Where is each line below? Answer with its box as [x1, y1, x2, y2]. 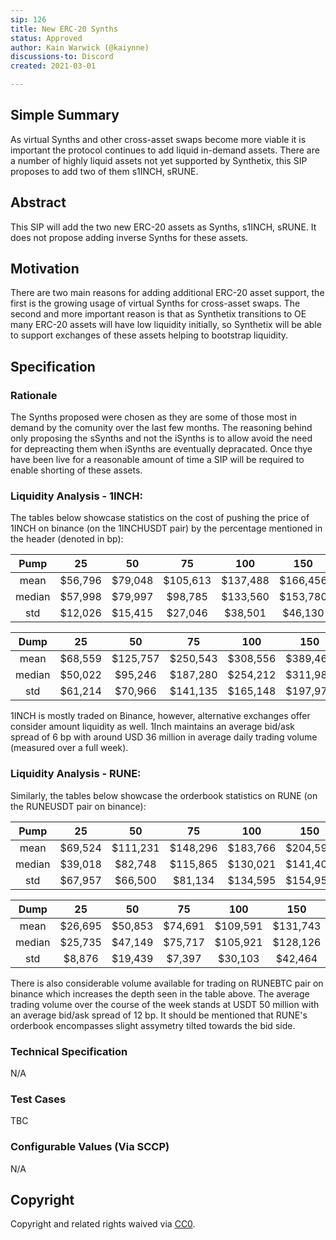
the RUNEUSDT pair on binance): [10, 800, 147, 812]
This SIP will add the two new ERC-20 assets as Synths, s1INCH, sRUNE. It [10, 221, 317, 233]
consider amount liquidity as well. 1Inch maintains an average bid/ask [10, 721, 295, 733]
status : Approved [10, 33, 83, 43]
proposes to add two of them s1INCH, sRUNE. [10, 165, 199, 177]
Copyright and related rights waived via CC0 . [10, 1218, 196, 1230]
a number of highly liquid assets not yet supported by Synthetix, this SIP [10, 154, 308, 166]
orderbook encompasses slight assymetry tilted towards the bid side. [10, 1019, 296, 1031]
